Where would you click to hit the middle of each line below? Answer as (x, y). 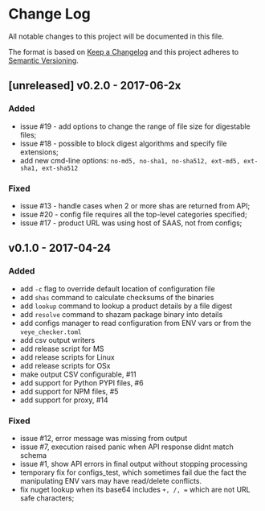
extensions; (39, 152)
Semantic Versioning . (43, 60)
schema (33, 455)
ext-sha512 (60, 168)
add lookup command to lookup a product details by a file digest (126, 306)
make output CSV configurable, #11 (78, 374)
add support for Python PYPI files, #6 (82, 382)
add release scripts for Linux (67, 357)
